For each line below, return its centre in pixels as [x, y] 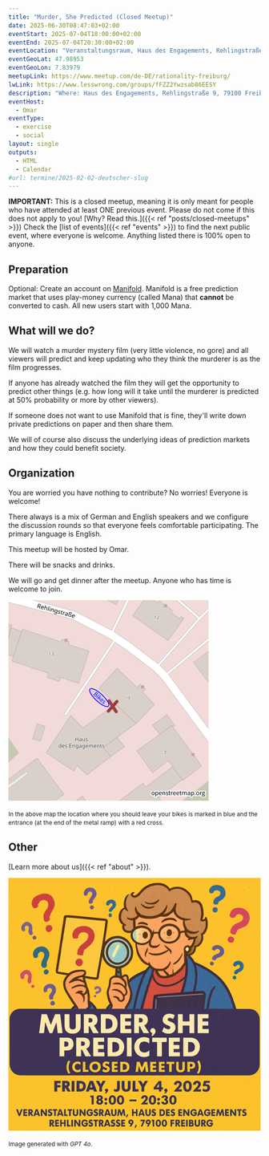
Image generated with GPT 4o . [50, 1144]
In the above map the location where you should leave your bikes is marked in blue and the [133, 814]
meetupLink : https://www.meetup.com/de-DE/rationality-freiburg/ [119, 76]
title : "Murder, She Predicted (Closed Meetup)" [91, 17]
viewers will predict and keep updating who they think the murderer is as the [134, 359]
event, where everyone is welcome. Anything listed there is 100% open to [129, 236]
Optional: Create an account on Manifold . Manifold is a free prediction [123, 289]
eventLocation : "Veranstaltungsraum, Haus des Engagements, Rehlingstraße [136, 51]
